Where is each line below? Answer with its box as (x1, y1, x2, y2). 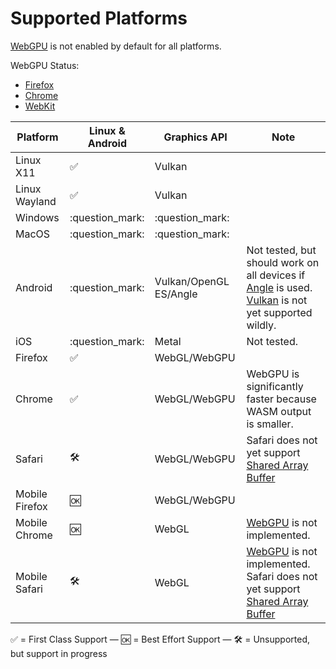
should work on (246, 255, 320, 269)
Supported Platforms (10, 7, 188, 30)
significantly (246, 379, 304, 393)
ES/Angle (154, 287, 198, 301)
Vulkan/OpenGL (154, 274, 230, 288)
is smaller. (246, 417, 294, 431)
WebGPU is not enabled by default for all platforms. (10, 40, 222, 52)
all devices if (246, 268, 306, 282)
